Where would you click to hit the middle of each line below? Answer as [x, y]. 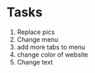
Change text [35, 62]
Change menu [38, 39]
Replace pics [36, 32]
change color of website [52, 55]
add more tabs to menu [51, 47]
